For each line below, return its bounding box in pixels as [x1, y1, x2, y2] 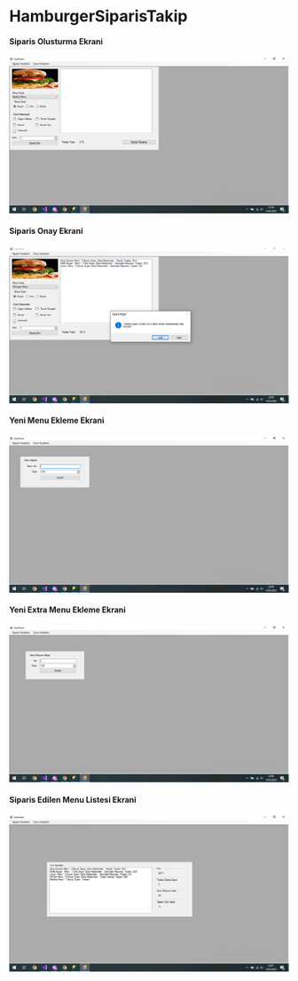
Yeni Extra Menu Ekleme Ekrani [9, 604, 126, 615]
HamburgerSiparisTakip [9, 6, 188, 27]
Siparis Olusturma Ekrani [9, 35, 104, 46]
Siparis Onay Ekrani [9, 225, 83, 236]
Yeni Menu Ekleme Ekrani [9, 415, 105, 426]
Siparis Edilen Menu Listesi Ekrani [9, 794, 137, 805]
